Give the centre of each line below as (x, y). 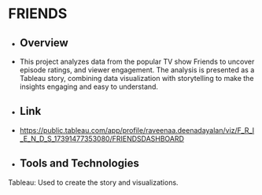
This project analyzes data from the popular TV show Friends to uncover (137, 61)
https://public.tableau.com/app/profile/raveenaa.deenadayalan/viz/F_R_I (137, 130)
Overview (44, 43)
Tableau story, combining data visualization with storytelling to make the (137, 78)
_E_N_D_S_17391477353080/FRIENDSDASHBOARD (102, 138)
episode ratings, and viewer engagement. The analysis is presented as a (137, 70)
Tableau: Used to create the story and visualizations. (93, 182)
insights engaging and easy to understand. (89, 86)
